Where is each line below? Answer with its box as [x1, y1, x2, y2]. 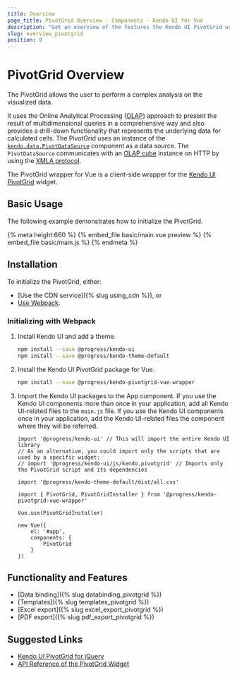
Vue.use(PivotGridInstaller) [17, 509, 104, 516]
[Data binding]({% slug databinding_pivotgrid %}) [17, 590, 162, 599]
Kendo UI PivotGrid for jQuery [17, 652, 104, 661]
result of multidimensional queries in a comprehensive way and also [7, 119, 205, 128]
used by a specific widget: [17, 453, 100, 461]
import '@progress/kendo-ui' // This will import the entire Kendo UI [17, 435, 230, 442]
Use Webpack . [17, 298, 61, 307]
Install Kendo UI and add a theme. [17, 332, 116, 340]
